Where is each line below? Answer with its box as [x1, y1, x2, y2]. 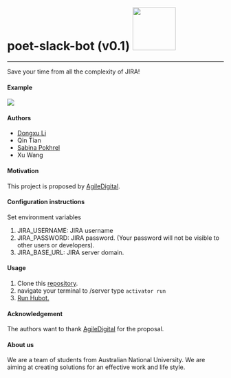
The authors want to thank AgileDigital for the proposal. [7, 325, 164, 333]
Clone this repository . [16, 279, 78, 287]
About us [7, 340, 34, 348]
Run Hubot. [16, 293, 49, 302]
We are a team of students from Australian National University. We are [7, 356, 206, 364]
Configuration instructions [7, 198, 85, 206]
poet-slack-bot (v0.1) [7, 38, 131, 54]
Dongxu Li [16, 129, 47, 137]
